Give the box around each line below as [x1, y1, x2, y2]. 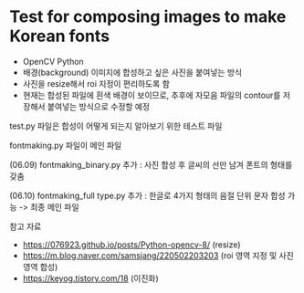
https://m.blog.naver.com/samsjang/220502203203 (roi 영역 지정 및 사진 [22, 249, 294, 261]
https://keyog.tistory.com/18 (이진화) [22, 272, 160, 284]
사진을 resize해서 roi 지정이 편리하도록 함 [22, 78, 171, 89]
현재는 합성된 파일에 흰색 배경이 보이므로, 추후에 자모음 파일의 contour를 [22, 89, 281, 100]
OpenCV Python [22, 56, 84, 67]
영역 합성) [22, 261, 58, 272]
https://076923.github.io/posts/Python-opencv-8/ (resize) [22, 239, 241, 250]
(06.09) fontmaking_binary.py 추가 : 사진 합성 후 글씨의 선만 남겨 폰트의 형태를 [9, 159, 293, 170]
